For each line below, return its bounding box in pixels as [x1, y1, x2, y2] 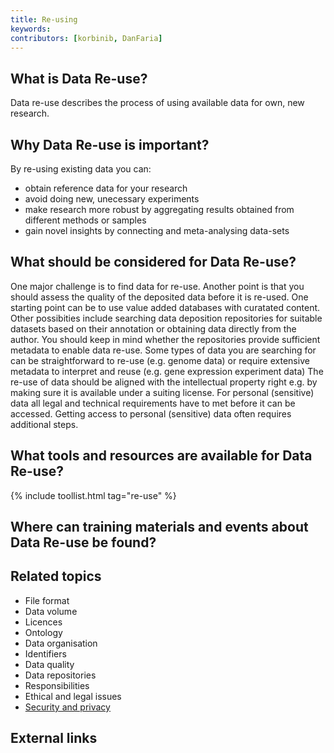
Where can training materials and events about [10, 519, 309, 536]
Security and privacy [24, 701, 111, 713]
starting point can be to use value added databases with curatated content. [10, 301, 321, 313]
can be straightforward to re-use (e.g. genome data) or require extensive [10, 354, 310, 366]
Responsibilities [24, 679, 90, 691]
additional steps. [10, 418, 79, 430]
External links [10, 730, 98, 747]
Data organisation [24, 637, 98, 649]
